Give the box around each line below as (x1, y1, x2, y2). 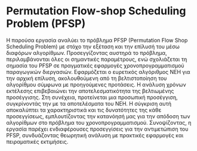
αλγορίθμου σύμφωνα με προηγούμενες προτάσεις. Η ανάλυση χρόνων (6, 81, 186, 88)
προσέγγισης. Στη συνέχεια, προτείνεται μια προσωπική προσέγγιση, (6, 94, 178, 101)
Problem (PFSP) (6, 17, 86, 30)
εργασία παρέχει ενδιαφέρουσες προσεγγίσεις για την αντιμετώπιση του (6, 125, 189, 132)
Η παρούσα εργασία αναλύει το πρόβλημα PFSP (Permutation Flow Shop (6, 36, 188, 44)
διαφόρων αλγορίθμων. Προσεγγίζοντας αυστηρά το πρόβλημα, (6, 49, 167, 56)
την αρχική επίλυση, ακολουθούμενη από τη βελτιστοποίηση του (6, 75, 167, 82)
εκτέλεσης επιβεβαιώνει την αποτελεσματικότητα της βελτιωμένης (6, 87, 174, 94)
